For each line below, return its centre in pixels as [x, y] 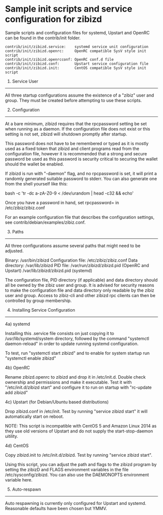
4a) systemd [18, 324]
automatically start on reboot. [34, 416]
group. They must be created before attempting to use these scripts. [73, 100]
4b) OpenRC [17, 367]
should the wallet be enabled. [34, 164]
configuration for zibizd [54, 19]
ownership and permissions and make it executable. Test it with [68, 382]
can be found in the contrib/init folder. [43, 38]
